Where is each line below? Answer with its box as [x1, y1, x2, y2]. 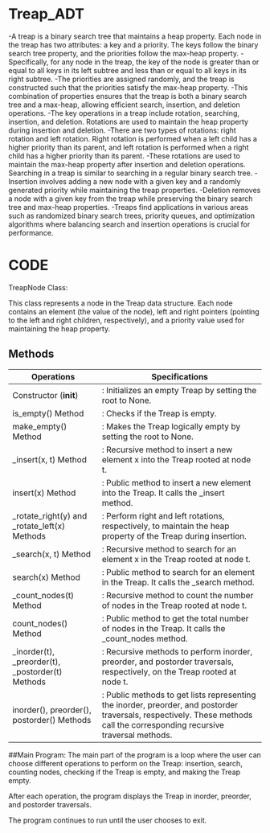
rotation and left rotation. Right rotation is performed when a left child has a [8, 133, 257, 143]
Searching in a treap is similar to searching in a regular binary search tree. [8, 168, 253, 178]
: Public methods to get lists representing [101, 689, 256, 700]
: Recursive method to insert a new [101, 444, 233, 455]
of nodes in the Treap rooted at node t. [101, 600, 247, 611]
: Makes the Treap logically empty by [101, 421, 241, 432]
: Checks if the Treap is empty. [101, 408, 217, 419]
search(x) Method [12, 572, 80, 583]
